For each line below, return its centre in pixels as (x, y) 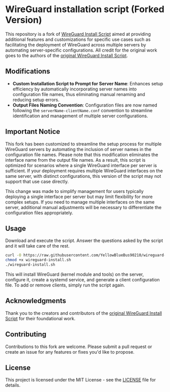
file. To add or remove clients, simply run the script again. (65, 285)
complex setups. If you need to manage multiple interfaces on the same (80, 202)
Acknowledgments (36, 301)
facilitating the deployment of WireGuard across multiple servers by (76, 44)
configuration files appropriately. (39, 213)
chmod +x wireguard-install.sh (38, 260)
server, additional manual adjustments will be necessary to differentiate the (83, 207)
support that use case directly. (37, 181)
